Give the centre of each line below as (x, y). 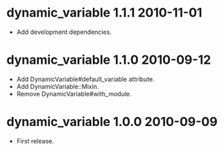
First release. (35, 141)
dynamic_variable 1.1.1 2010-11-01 (104, 13)
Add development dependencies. (64, 32)
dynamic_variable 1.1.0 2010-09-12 (109, 60)
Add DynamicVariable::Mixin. (58, 86)
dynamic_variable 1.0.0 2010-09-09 (112, 122)
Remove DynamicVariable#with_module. (74, 94)
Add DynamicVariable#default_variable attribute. (86, 79)
